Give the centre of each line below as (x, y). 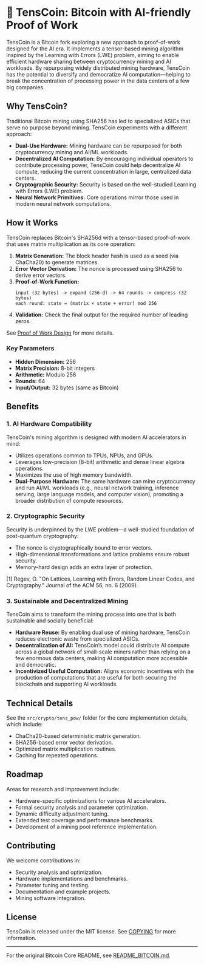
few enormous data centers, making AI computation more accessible (101, 658)
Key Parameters (30, 349)
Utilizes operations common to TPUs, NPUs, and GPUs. (84, 455)
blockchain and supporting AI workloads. (66, 684)
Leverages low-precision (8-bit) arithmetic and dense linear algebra (100, 462)
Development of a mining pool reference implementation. (86, 827)
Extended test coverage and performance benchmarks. (84, 820)
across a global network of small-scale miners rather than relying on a (103, 652)
